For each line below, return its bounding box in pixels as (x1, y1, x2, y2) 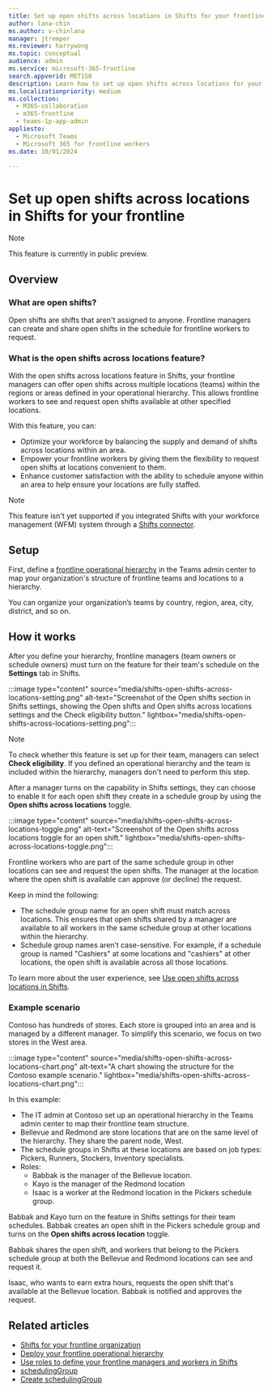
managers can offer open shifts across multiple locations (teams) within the (8, 380, 261, 390)
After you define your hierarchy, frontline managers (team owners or (8, 651, 236, 661)
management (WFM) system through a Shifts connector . (8, 520, 196, 530)
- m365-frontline (15, 110, 74, 118)
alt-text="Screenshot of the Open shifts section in (84, 692, 251, 702)
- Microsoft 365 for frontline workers (15, 139, 151, 148)
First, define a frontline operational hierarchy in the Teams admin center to (8, 564, 257, 575)
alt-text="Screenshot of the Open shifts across (83, 824, 240, 834)
